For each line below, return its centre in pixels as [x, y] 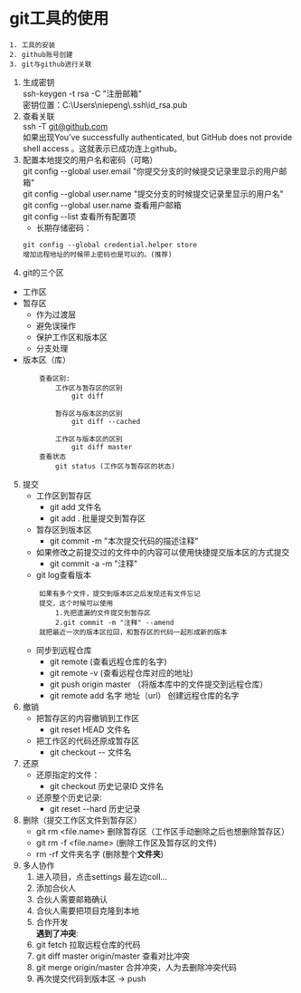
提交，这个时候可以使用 [76, 603]
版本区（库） [46, 360]
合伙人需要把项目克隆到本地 [88, 911]
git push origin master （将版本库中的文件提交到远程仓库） [159, 684]
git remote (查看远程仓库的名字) [108, 661]
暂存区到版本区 [64, 529]
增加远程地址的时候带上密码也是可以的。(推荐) [97, 255]
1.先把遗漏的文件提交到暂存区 [103, 612]
